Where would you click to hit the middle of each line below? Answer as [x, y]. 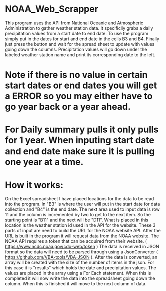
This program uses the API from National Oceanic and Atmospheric [74, 23]
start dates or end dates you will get [81, 86]
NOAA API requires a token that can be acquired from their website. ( [76, 241]
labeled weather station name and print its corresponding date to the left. [80, 54]
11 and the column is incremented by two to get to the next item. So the [78, 215]
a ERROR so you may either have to [79, 96]
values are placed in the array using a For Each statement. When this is [78, 273]
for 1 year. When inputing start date [80, 140]
